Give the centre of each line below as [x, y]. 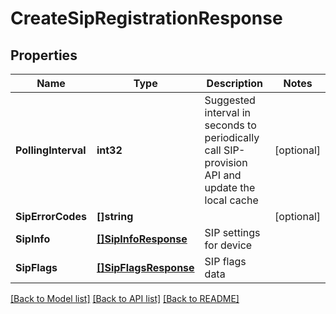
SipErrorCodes [51, 216]
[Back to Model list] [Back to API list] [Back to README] [125, 298]
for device [228, 245]
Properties [44, 55]
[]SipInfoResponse [142, 239]
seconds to [230, 125]
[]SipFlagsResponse [145, 267]
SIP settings [232, 232]
